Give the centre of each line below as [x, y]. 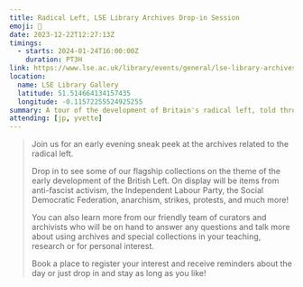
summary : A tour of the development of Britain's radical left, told [143, 110]
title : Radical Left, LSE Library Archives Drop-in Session [125, 18]
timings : [26, 43]
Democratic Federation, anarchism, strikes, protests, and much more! [160, 200]
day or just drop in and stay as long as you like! [119, 273]
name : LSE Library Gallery [68, 85]
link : [19, 69]
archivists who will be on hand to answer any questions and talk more [161, 227]
